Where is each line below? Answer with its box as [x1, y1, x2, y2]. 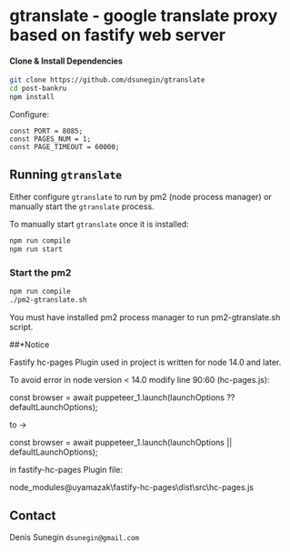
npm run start [9, 245, 64, 254]
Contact [9, 508, 56, 524]
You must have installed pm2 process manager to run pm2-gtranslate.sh [9, 311, 281, 323]
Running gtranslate [9, 167, 123, 183]
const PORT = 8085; [9, 126, 84, 136]
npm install [9, 93, 55, 102]
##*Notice [9, 338, 50, 350]
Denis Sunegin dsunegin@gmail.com [9, 532, 139, 543]
